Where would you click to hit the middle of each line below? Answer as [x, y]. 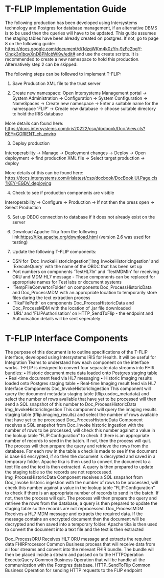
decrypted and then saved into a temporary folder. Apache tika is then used [81, 524]
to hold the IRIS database [37, 113]
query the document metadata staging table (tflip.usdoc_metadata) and [77, 393]
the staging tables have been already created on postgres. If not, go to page [82, 38]
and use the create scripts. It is [108, 54]
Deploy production [31, 143]
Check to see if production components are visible [63, 193]
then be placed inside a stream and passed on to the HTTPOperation [74, 554]
